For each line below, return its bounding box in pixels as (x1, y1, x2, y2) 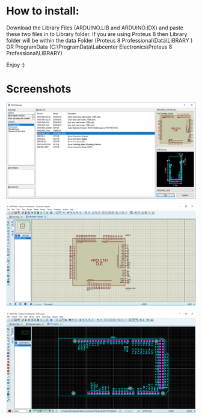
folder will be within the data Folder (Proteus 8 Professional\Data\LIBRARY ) (6, 37, 193, 44)
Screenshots (6, 82, 72, 96)
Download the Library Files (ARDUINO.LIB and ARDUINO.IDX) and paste (6, 24, 184, 31)
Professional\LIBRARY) (6, 49, 63, 56)
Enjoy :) (6, 61, 25, 68)
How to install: (6, 4, 79, 18)
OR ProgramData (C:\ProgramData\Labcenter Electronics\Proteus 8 (6, 43, 173, 50)
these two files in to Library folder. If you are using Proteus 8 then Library (6, 30, 188, 37)
